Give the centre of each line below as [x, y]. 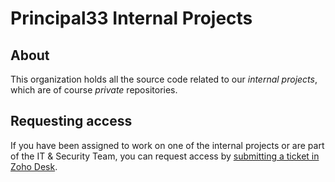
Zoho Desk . [34, 166]
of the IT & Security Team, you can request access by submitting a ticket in [165, 156]
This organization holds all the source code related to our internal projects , [164, 79]
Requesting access [71, 121]
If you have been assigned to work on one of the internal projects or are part [167, 145]
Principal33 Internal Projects [131, 18]
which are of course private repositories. [94, 90]
